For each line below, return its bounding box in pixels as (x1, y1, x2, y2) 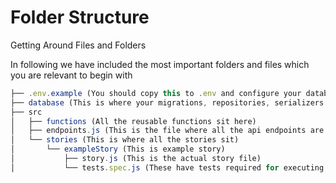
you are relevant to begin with (10, 69, 133, 81)
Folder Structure (10, 6, 150, 29)
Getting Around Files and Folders (10, 39, 147, 51)
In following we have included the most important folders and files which (10, 58, 310, 70)
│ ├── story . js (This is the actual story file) (10, 154, 262, 164)
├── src (10, 107, 43, 117)
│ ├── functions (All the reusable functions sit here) (10, 116, 257, 126)
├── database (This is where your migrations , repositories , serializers (10, 97, 325, 108)
